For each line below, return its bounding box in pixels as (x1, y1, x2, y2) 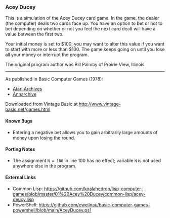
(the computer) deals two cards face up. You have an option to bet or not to (5, 20, 163, 26)
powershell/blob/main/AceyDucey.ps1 (12, 207, 92, 213)
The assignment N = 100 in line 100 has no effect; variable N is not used (12, 157, 161, 163)
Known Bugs (5, 118, 33, 124)
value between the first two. (5, 31, 64, 37)
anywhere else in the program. (12, 163, 77, 169)
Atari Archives (12, 86, 42, 92)
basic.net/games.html (5, 106, 51, 112)
